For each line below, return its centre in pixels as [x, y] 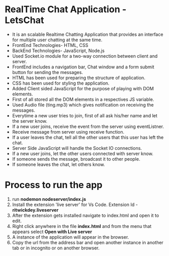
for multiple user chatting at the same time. [57, 40]
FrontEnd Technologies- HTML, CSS [50, 45]
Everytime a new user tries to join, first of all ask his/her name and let [85, 115]
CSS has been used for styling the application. [61, 83]
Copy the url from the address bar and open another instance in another [88, 242]
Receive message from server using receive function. [68, 132]
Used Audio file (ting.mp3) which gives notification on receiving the [83, 105]
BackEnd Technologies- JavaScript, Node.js [58, 50]
